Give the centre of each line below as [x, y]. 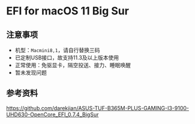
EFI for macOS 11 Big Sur [67, 11]
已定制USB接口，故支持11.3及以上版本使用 [67, 58]
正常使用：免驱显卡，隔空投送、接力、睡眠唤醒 [73, 65]
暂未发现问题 [31, 72]
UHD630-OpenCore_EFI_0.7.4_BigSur [52, 114]
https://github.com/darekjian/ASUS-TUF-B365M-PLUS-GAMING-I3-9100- [98, 108]
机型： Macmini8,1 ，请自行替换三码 [57, 50]
